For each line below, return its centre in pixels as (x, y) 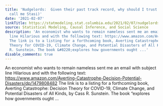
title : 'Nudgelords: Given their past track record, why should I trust (81, 9)
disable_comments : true (29, 54)
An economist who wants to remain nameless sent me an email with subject (81, 68)
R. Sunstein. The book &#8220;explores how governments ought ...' (79, 50)
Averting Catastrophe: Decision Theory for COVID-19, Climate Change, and (80, 88)
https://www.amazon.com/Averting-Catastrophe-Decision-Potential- (73, 78)
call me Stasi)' (26, 14)
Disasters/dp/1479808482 (31, 83)
